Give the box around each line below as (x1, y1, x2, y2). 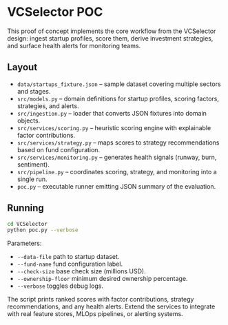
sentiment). (17, 160, 50, 169)
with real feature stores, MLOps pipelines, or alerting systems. (7, 310, 184, 318)
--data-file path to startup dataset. (17, 253, 120, 261)
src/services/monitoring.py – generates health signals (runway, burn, (17, 153, 217, 161)
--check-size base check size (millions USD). (17, 267, 146, 275)
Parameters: (7, 239, 42, 248)
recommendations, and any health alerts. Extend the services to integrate (7, 302, 216, 311)
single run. (17, 175, 48, 183)
